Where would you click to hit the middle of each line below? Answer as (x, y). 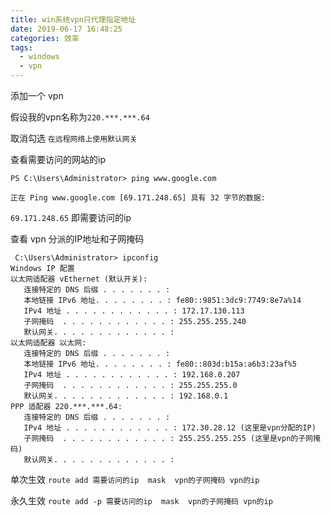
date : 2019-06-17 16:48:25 (66, 29)
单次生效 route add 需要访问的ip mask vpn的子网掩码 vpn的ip (135, 479)
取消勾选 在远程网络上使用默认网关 (74, 138)
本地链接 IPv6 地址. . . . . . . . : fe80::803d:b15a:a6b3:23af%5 (160, 364)
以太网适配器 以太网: (48, 343)
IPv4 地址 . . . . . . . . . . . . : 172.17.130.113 (134, 311)
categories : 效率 (45, 38)
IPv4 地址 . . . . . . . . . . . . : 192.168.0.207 (132, 375)
